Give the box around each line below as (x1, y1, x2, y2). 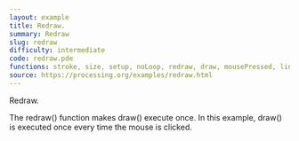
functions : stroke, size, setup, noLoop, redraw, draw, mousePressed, (9, 63, 277, 72)
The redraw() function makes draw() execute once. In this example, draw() (9, 112, 283, 122)
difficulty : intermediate (9, 46, 105, 55)
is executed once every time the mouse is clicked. (9, 121, 193, 132)
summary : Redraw (9, 29, 69, 38)
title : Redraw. (9, 21, 66, 30)
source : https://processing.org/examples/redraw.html (9, 71, 214, 80)
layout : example (9, 12, 69, 22)
